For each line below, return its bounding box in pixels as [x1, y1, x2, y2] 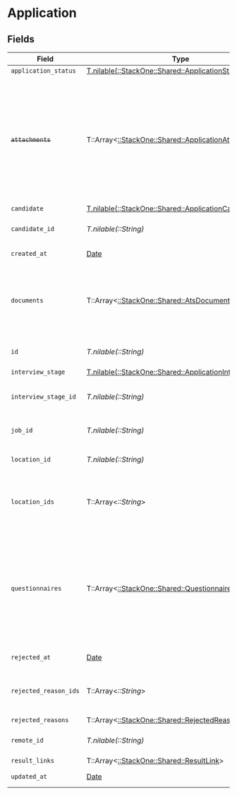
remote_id [11, 736, 44, 744]
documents [11, 297, 44, 305]
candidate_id [11, 225, 55, 232]
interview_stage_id [11, 393, 76, 401]
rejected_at [11, 654, 51, 661]
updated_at [11, 772, 47, 780]
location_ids [11, 498, 55, 506]
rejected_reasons [11, 716, 69, 724]
